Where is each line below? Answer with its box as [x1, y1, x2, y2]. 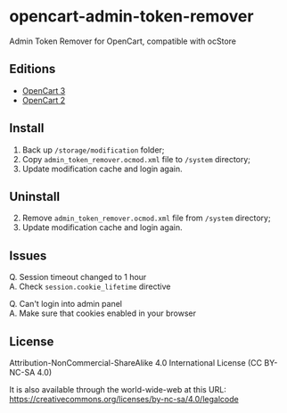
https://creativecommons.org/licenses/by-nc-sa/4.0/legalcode [9, 394, 239, 404]
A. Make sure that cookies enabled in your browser [9, 308, 197, 318]
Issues [9, 248, 47, 263]
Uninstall [9, 189, 61, 204]
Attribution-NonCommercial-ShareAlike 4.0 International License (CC [9, 358, 263, 368]
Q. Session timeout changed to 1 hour [9, 272, 147, 283]
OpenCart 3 [21, 85, 66, 95]
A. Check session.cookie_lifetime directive [9, 281, 171, 292]
